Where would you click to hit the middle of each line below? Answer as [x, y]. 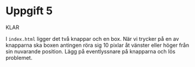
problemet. [19, 58]
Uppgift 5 [29, 11]
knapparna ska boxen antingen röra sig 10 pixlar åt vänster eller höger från [97, 45]
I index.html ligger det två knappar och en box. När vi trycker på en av [92, 39]
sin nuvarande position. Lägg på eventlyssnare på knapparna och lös [91, 51]
